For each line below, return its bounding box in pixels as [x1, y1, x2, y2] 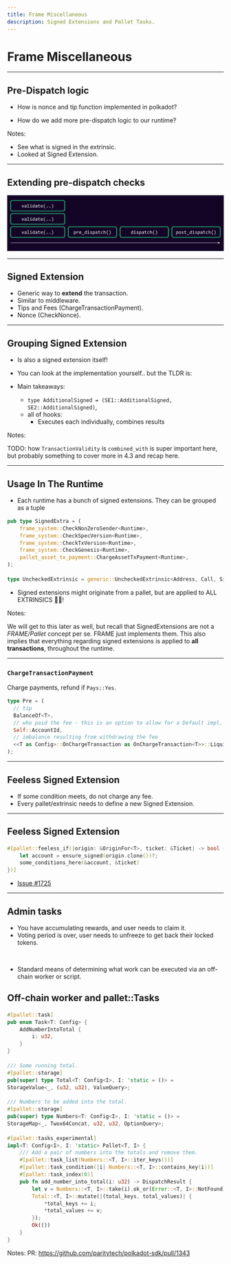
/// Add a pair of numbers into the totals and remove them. [19, 1149, 198, 1156]
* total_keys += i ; [43, 1200, 97, 1207]
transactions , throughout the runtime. [7, 644, 115, 652]
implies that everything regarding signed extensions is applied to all [7, 636, 199, 645]
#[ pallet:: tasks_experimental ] [7, 1135, 97, 1142]
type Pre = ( [7, 698, 45, 705]
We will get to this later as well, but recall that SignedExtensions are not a [7, 622, 214, 630]
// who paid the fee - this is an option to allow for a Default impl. [13, 719, 223, 726]
